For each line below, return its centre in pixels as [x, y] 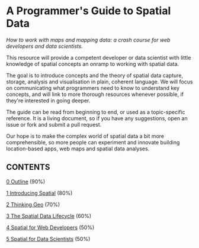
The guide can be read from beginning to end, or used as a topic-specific [96, 112]
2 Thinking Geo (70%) [33, 204]
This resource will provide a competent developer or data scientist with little [99, 57]
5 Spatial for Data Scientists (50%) [48, 239]
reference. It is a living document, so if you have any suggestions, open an [97, 118]
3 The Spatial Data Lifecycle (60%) [49, 216]
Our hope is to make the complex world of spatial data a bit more [85, 136]
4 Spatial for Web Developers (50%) [50, 227]
